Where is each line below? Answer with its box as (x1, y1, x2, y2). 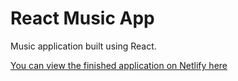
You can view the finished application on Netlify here (10, 59, 228, 71)
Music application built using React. (10, 40, 157, 52)
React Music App (10, 7, 155, 30)
